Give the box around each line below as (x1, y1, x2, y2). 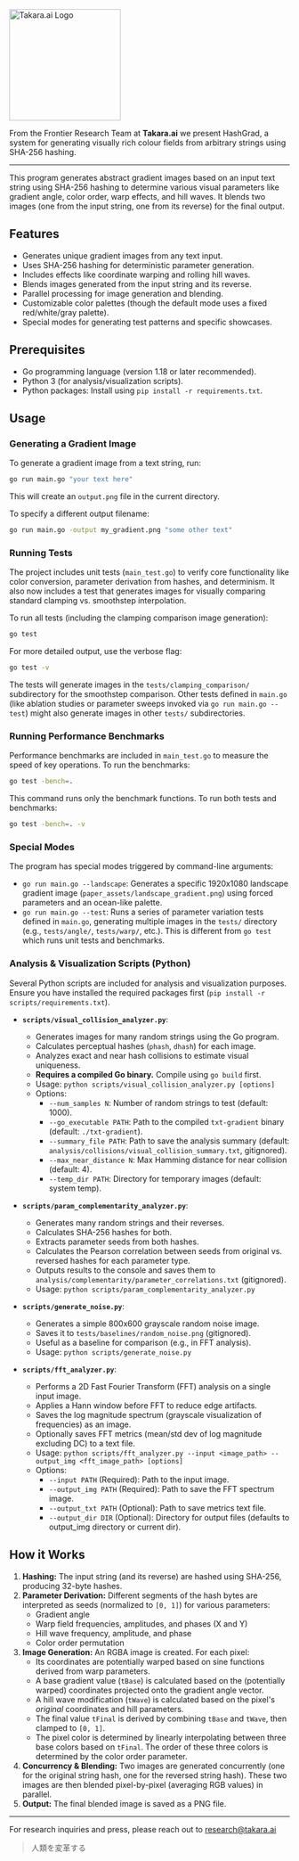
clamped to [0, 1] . (35, 1722, 106, 1733)
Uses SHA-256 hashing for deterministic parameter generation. (21, 259, 255, 270)
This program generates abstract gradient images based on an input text (9, 173, 276, 183)
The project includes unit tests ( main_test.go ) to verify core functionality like (9, 567, 289, 578)
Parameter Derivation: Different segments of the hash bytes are (21, 1590, 258, 1601)
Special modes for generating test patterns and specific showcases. (21, 316, 273, 327)
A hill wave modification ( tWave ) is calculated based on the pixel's (35, 1693, 276, 1705)
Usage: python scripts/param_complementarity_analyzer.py (35, 1283, 255, 1294)
